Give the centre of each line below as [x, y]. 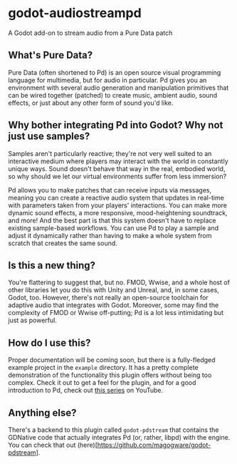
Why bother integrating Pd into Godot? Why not [116, 125]
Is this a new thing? [52, 265]
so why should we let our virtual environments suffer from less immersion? [117, 176]
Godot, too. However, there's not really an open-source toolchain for [108, 298]
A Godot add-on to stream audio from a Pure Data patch [90, 33]
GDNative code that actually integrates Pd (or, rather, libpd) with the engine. [119, 437]
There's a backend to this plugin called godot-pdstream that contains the [114, 430]
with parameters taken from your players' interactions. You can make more [117, 205]
